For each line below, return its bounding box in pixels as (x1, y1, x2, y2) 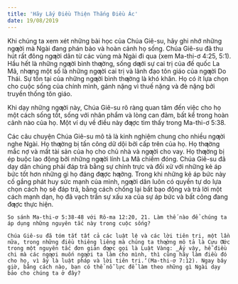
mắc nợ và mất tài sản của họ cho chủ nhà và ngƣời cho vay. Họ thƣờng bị (7, 147, 225, 155)
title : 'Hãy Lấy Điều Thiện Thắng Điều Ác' (7, 10, 139, 18)
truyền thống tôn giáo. (7, 89, 72, 98)
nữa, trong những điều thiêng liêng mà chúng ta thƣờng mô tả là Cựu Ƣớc (7, 239, 231, 246)
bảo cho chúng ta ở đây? (7, 269, 81, 277)
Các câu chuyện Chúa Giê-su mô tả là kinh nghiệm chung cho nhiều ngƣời (7, 132, 225, 141)
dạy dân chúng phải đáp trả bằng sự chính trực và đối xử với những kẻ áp (7, 162, 222, 170)
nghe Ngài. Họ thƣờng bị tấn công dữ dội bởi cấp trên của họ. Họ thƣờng (7, 139, 220, 148)
